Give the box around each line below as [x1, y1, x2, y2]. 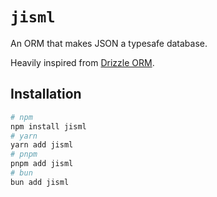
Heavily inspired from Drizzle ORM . [10, 56, 155, 68]
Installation [10, 86, 82, 103]
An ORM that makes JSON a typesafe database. [10, 37, 208, 49]
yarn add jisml [10, 140, 74, 150]
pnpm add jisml [10, 159, 74, 169]
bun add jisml [10, 177, 70, 187]
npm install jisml [10, 121, 87, 132]
